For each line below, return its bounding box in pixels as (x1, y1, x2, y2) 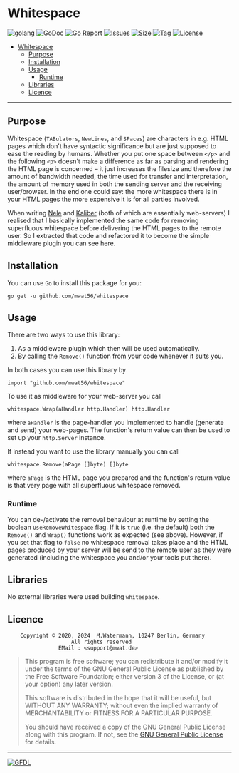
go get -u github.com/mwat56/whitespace (7, 292, 129, 300)
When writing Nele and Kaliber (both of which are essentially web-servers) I (7, 208, 230, 217)
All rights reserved (70, 638, 132, 646)
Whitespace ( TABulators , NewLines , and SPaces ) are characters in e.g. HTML (7, 134, 229, 143)
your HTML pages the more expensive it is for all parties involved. (7, 195, 201, 203)
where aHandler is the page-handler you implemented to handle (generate (7, 419, 224, 427)
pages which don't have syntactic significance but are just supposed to (7, 141, 217, 150)
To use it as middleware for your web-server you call (7, 392, 162, 401)
